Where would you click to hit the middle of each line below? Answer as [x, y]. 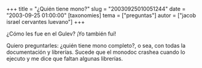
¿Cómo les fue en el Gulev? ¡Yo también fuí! [61, 34]
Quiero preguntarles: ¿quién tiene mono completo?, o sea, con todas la [96, 46]
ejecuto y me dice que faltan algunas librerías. [65, 59]
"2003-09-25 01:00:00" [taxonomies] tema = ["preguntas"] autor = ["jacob [101, 15]
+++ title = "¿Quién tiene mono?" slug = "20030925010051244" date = [96, 9]
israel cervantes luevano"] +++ [45, 22]
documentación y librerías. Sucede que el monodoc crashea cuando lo [96, 52]
